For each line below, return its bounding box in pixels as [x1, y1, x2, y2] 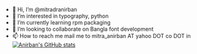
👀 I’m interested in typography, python [12, 12, 109, 20]
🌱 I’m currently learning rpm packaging [12, 19, 111, 26]
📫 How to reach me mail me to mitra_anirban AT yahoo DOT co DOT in [12, 33, 191, 39]
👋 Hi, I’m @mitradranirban [12, 6, 78, 13]
